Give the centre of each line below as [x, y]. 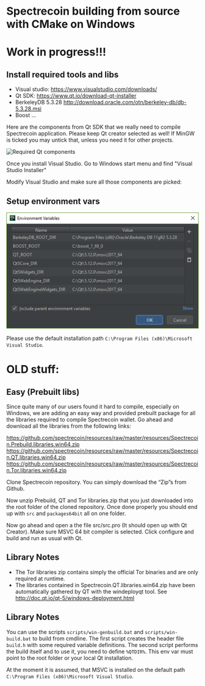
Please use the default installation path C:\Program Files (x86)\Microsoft [99, 338]
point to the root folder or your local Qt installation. [70, 658]
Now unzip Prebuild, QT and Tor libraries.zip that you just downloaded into [100, 500]
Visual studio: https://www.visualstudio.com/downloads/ [86, 89]
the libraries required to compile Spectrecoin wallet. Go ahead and [90, 420]
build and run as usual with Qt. [45, 538]
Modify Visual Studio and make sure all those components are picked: [94, 182]
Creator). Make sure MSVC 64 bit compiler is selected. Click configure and [100, 532]
